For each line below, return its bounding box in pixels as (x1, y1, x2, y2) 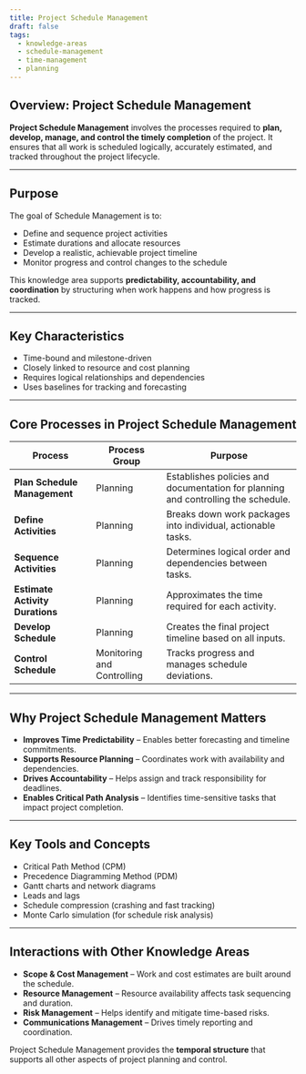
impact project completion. (22, 802, 125, 813)
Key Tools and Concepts (9, 836, 150, 852)
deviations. (166, 670, 213, 683)
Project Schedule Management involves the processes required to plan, (9, 122, 282, 133)
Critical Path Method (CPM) (22, 861, 127, 872)
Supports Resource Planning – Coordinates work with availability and (22, 753, 285, 765)
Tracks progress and (166, 647, 255, 660)
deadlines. (22, 782, 62, 793)
